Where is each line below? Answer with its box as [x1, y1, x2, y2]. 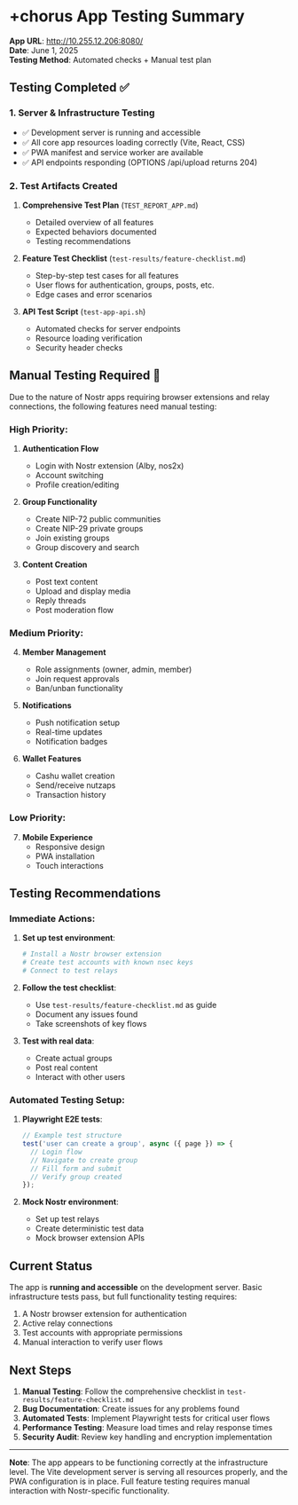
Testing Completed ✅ [9, 80, 130, 95]
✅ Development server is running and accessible [21, 127, 201, 138]
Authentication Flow [21, 444, 99, 454]
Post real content [35, 1062, 98, 1073]
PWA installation [35, 850, 95, 862]
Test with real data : [21, 1036, 95, 1046]
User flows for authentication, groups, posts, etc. [35, 280, 215, 290]
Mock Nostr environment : [21, 1196, 120, 1208]
